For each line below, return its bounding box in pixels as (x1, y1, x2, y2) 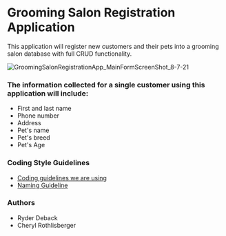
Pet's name (17, 126, 50, 135)
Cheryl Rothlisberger (17, 221, 76, 229)
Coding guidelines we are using (17, 173, 107, 182)
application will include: (7, 88, 89, 98)
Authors (7, 198, 36, 208)
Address (17, 119, 41, 127)
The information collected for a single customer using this (7, 80, 205, 89)
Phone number (17, 111, 60, 120)
